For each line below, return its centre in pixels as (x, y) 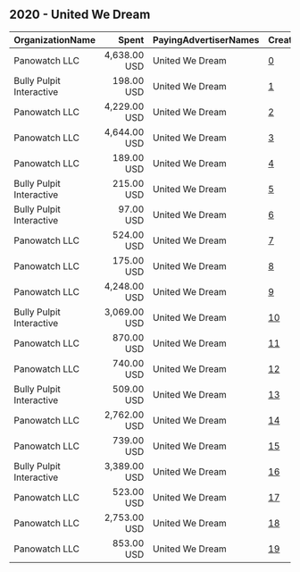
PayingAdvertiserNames (206, 39)
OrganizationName (55, 39)
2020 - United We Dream (80, 15)
